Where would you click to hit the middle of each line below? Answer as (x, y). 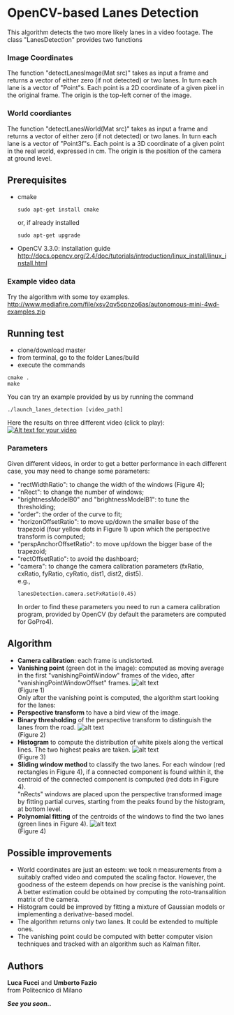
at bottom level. (40, 809)
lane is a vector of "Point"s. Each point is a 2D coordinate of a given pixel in (116, 88)
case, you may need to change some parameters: (79, 471)
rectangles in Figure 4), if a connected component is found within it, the (120, 772)
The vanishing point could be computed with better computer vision (115, 937)
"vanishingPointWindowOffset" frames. (74, 682)
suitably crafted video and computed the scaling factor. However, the (117, 877)
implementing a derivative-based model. (75, 914)
